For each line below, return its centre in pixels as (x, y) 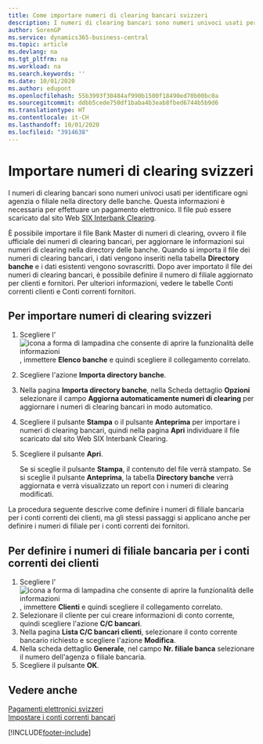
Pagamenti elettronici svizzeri (56, 709)
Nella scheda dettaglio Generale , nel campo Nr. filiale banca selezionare (137, 649)
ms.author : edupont (40, 88)
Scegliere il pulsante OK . (59, 666)
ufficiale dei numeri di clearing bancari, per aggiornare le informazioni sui (126, 241)
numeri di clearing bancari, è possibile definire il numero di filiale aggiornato (131, 275)
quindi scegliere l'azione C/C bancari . (81, 624)
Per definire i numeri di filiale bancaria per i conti (129, 551)
